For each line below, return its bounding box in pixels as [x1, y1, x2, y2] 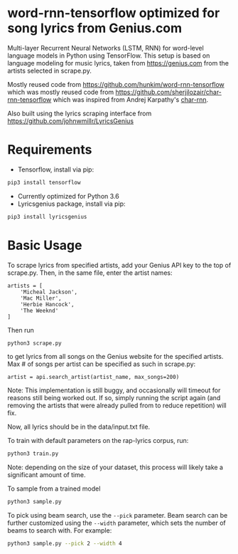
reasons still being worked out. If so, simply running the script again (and [7, 394, 221, 402]
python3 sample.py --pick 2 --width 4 [7, 540, 122, 548]
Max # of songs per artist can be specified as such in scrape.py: [7, 360, 196, 368]
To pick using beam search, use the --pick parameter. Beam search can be [7, 511, 228, 520]
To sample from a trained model [7, 484, 101, 493]
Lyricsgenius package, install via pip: [17, 199, 126, 208]
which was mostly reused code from [7, 88, 114, 96]
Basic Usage [7, 237, 82, 254]
